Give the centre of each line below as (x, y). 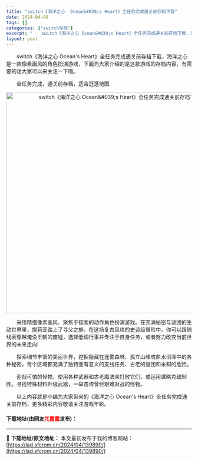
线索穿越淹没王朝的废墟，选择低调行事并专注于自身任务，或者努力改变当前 (96, 337)
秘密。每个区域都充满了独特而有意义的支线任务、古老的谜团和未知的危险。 (101, 364)
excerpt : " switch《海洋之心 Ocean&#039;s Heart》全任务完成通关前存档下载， (98, 34)
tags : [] (17, 22)
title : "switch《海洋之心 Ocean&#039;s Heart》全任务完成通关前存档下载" (92, 11)
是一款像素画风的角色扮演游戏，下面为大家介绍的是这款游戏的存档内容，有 (96, 64)
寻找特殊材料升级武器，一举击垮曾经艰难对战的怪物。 (81, 384)
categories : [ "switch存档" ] (40, 28)
